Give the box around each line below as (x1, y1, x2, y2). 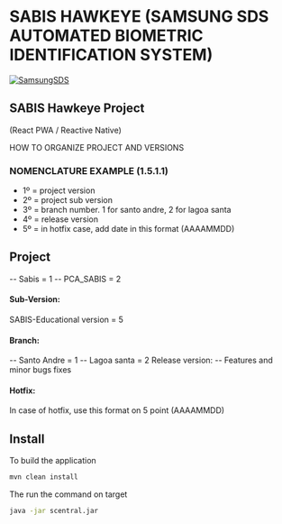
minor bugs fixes (9, 364, 72, 375)
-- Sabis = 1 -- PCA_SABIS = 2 (9, 273, 122, 284)
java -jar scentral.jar (9, 507, 99, 516)
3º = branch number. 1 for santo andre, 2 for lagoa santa (22, 205, 232, 216)
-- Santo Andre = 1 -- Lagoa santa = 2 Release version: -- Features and (9, 354, 273, 366)
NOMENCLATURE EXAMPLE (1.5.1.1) (9, 164, 169, 177)
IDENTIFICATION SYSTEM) (9, 45, 214, 65)
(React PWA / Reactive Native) (9, 124, 122, 135)
